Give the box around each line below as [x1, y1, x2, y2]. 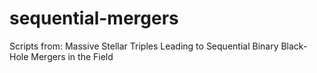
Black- [280, 40, 308, 52]
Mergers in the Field [30, 50, 114, 62]
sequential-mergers [9, 7, 179, 30]
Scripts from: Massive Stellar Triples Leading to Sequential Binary [9, 40, 279, 52]
